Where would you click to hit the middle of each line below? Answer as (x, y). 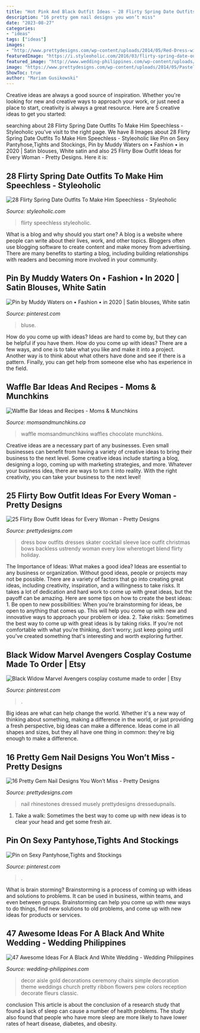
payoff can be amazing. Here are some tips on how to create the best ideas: (99, 598)
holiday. (30, 555)
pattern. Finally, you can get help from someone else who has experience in (99, 362)
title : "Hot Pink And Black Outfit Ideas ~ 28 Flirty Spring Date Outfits (101, 12)
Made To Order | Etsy (46, 664)
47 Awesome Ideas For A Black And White (85, 934)
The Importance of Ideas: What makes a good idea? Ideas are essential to (96, 567)
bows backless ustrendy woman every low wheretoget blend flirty (102, 549)
